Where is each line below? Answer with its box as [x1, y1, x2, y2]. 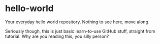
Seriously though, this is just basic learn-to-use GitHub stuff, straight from [5, 28, 156, 34]
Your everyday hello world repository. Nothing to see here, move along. [5, 19, 150, 25]
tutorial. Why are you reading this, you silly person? [5, 33, 109, 39]
